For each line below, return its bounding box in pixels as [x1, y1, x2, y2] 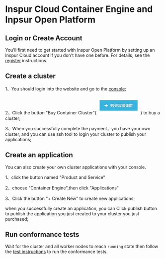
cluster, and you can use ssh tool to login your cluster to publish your [5, 131, 147, 137]
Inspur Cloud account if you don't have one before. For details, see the [5, 52, 150, 58]
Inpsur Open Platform [5, 14, 96, 25]
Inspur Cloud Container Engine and [5, 3, 153, 15]
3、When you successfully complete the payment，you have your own [5, 125, 151, 131]
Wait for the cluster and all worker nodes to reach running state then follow [5, 244, 159, 250]
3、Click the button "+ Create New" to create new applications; [5, 195, 135, 201]
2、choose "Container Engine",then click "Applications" [5, 185, 119, 191]
